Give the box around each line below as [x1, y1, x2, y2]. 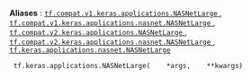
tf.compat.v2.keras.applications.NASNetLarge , [9, 27, 187, 37]
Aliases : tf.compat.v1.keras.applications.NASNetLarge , [9, 8, 222, 18]
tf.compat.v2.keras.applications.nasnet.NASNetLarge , [9, 36, 216, 47]
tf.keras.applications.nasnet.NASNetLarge [9, 46, 171, 55]
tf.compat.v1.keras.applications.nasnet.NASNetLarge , [9, 17, 216, 28]
